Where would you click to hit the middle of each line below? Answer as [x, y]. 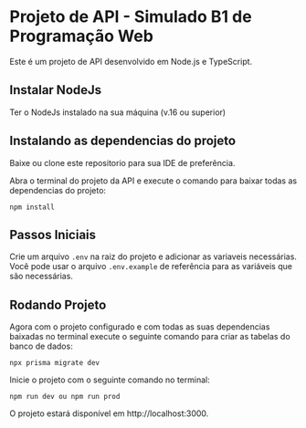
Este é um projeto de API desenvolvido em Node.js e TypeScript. [131, 61]
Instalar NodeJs [56, 90]
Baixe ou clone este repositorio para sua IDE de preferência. [122, 162]
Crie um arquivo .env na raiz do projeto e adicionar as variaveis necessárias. [153, 256]
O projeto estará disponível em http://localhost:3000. [109, 413]
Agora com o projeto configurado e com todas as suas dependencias [140, 327]
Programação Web [81, 36]
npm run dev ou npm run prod [65, 397]
